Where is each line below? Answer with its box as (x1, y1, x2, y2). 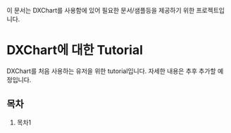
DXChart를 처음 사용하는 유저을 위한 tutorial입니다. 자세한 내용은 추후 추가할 (6, 66, 216, 75)
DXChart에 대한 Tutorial (6, 42, 144, 58)
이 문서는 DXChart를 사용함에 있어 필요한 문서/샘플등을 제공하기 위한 (6, 6, 195, 14)
